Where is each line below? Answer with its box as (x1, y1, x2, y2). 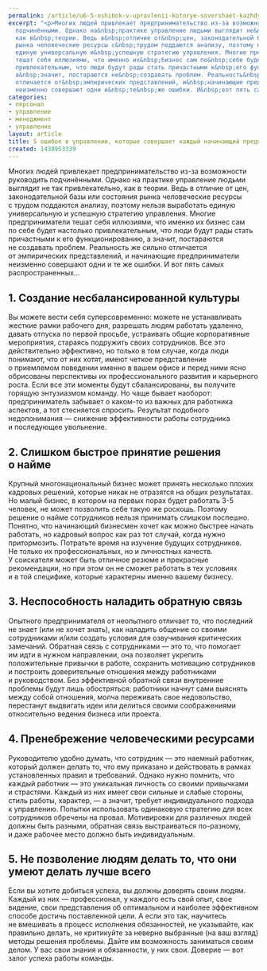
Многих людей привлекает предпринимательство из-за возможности (8, 166, 247, 176)
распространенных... (8, 268, 80, 278)
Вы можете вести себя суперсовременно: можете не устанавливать (8, 312, 242, 322)
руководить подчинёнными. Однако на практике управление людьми (8, 175, 246, 185)
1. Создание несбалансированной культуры (8, 291, 240, 305)
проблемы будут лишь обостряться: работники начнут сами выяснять (8, 684, 248, 693)
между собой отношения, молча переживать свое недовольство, (8, 692, 232, 701)
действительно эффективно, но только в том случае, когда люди (8, 346, 229, 356)
